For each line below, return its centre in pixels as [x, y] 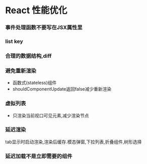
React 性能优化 [36, 10]
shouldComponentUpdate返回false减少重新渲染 [62, 89]
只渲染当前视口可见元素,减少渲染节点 [51, 115]
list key [14, 42]
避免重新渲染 [21, 70]
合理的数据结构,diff [28, 56]
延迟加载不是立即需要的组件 [39, 156]
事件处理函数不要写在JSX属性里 [44, 27]
